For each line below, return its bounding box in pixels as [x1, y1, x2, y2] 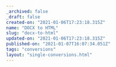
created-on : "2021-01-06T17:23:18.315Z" [6, 19, 106, 25]
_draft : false [6, 14, 41, 20]
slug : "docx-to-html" [6, 30, 59, 36]
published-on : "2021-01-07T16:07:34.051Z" [6, 41, 111, 47]
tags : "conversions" [6, 47, 57, 52]
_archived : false [6, 8, 48, 15]
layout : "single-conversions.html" [6, 52, 93, 58]
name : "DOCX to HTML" [6, 24, 59, 31]
